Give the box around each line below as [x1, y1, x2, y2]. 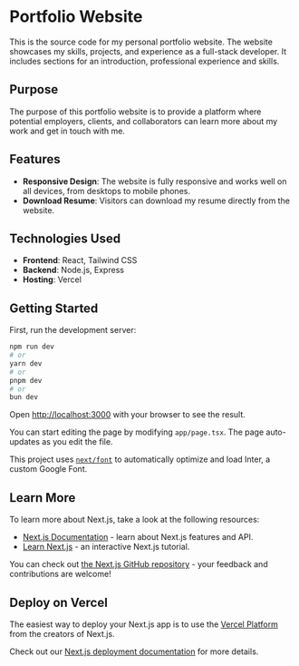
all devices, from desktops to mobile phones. [22, 185, 190, 196]
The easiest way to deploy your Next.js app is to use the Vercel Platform [9, 619, 279, 630]
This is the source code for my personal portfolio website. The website [9, 36, 274, 47]
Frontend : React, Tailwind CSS [22, 255, 138, 266]
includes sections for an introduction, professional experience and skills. [9, 55, 280, 66]
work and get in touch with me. [9, 125, 125, 136]
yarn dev [9, 358, 43, 368]
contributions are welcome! [9, 569, 111, 580]
